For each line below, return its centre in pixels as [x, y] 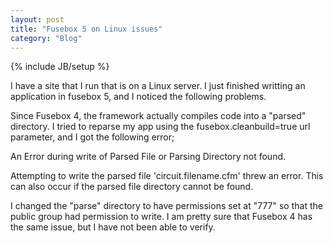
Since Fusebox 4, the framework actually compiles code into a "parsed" [158, 116]
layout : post [37, 19]
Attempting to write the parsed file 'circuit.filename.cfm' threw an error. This [167, 176]
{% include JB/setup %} [60, 67]
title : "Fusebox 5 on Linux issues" [86, 29]
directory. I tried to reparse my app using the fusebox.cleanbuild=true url [160, 127]
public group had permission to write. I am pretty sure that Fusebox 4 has [161, 217]
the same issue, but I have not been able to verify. [113, 227]
